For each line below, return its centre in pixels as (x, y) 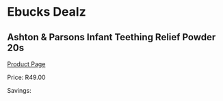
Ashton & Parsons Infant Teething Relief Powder (112, 37)
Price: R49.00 (26, 77)
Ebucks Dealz (47, 12)
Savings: (19, 90)
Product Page (26, 64)
